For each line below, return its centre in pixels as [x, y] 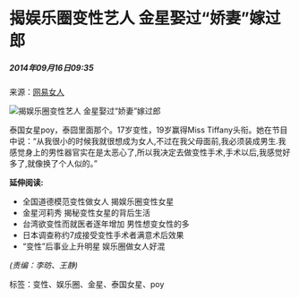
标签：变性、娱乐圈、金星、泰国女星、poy [87, 285]
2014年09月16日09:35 [51, 67]
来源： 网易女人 [37, 92]
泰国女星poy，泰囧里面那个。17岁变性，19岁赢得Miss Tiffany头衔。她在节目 [149, 130]
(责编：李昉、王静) [44, 266]
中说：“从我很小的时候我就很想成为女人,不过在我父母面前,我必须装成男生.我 [148, 141]
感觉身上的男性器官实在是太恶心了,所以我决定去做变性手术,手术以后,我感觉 [146, 152]
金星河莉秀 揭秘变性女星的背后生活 [86, 213]
